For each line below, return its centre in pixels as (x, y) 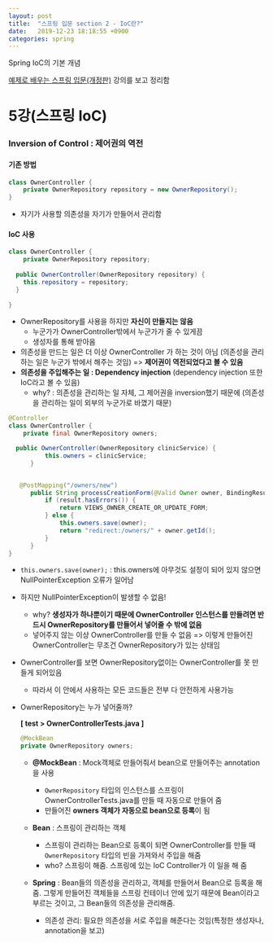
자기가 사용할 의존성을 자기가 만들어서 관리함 (91, 214)
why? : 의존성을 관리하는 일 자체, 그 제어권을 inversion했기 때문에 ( (139, 393)
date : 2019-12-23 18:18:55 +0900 (69, 31)
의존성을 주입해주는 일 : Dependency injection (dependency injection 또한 (141, 372)
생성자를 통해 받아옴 (64, 342)
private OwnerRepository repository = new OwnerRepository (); (130, 190)
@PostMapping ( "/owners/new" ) (68, 485)
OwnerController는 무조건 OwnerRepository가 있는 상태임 (126, 645)
